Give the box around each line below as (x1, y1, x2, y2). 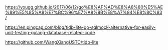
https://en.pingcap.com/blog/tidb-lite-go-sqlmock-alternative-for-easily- (5, 24, 156, 30)
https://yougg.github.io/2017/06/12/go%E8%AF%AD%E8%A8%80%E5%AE (5, 4, 163, 10)
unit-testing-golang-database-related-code (5, 30, 95, 35)
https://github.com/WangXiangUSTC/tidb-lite (5, 39, 99, 45)
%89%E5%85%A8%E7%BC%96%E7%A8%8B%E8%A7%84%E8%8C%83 (5, 9, 162, 15)
